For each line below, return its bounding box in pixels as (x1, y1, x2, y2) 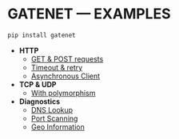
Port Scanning (30, 113, 78, 123)
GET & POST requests (30, 54, 104, 64)
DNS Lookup (30, 105, 74, 114)
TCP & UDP (18, 79, 57, 89)
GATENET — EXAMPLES (7, 5, 171, 23)
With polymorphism (30, 88, 96, 97)
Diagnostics (18, 97, 61, 106)
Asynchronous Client (30, 71, 101, 81)
